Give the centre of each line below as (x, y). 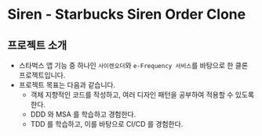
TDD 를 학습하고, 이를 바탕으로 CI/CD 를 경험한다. (107, 124)
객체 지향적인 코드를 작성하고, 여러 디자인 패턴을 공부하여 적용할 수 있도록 (142, 95)
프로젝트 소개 (37, 45)
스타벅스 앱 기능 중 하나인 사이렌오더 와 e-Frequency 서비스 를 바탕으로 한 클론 (133, 65)
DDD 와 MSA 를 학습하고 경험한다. (83, 114)
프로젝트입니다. (42, 75)
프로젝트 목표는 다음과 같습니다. (67, 85)
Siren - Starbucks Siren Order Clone (127, 14)
